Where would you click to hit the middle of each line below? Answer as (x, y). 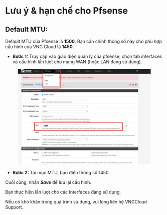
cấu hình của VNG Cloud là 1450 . (40, 47)
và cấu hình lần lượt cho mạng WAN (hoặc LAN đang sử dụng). (77, 62)
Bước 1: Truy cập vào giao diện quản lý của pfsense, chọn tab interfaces (87, 56)
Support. (14, 207)
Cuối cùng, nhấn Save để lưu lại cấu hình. (48, 182)
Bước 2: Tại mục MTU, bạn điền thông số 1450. (61, 172)
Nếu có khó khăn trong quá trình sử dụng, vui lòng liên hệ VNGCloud (76, 201)
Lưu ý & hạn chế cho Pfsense (66, 11)
